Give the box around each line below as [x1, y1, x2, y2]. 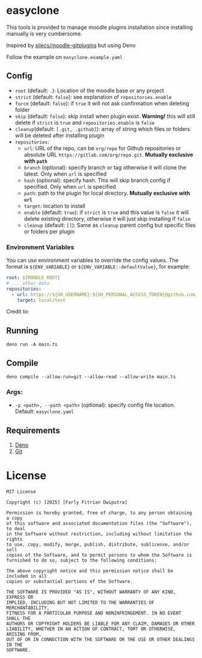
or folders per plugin [23, 227, 75, 235]
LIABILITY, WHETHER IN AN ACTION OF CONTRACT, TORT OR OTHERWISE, [6, 626, 176, 632]
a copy [6, 515, 23, 522]
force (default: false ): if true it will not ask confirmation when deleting [14, 100, 189, 107]
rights [6, 536, 23, 543]
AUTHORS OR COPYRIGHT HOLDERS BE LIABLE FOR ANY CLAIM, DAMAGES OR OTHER [6, 621, 195, 627]
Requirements [6, 425, 60, 435]
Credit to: [6, 308, 29, 315]
